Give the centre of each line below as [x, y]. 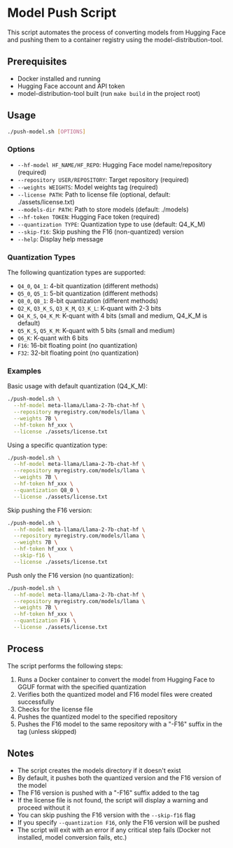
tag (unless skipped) [47, 731]
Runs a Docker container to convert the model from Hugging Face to [116, 679]
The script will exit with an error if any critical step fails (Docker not [114, 830]
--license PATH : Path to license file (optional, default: [94, 195]
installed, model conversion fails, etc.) [72, 837]
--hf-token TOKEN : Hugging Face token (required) [89, 217]
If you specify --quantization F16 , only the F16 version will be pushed [119, 822]
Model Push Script [62, 13]
